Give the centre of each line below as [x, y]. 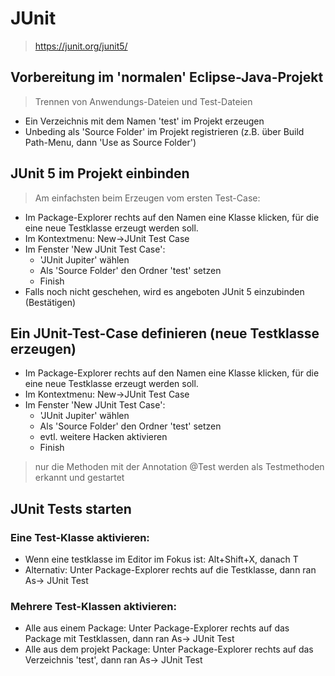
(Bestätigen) [50, 302]
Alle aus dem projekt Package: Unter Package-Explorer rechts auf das [169, 649]
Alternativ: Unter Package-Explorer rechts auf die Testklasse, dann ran [170, 570]
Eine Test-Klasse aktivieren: [80, 537]
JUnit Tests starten [71, 508]
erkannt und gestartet [79, 478]
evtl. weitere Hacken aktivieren [103, 437]
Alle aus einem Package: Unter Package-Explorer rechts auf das [157, 628]
